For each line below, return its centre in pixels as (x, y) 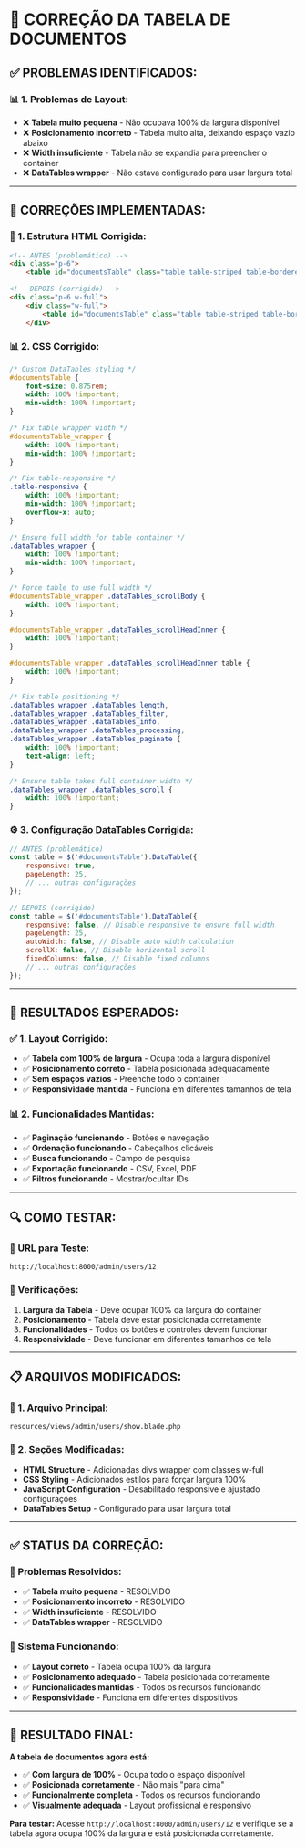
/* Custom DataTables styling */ (73, 369)
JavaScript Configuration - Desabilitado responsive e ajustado (141, 1489)
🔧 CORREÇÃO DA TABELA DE (120, 20)
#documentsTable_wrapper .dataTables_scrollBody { (107, 596)
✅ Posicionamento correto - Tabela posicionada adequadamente (146, 1069)
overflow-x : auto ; (61, 512)
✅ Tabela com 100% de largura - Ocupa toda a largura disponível (146, 1058)
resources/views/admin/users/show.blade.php (95, 1427)
